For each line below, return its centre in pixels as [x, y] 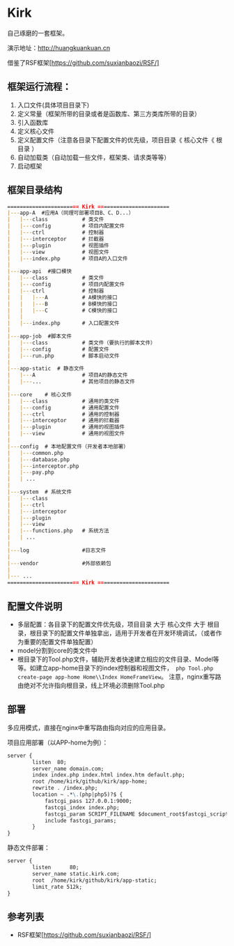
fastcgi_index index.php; [82, 807]
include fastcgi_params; [80, 820]
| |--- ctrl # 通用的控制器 [63, 414]
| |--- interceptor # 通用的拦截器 [63, 421]
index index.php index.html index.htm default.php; [109, 775]
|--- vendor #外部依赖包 [59, 563]
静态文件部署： [29, 848]
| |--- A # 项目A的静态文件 [68, 375]
